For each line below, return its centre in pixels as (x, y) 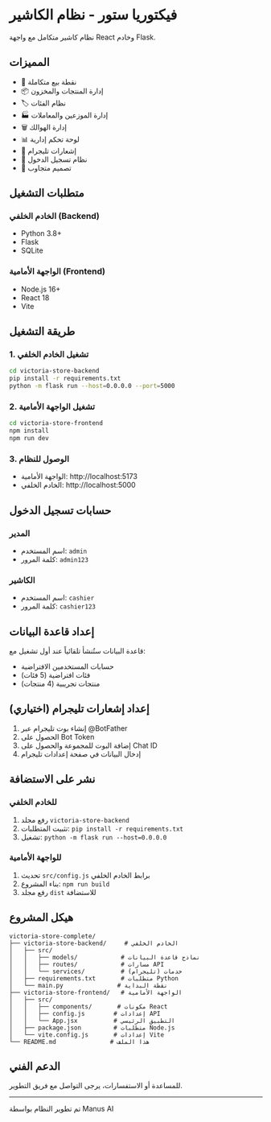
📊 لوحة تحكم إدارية (50, 139)
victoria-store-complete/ (52, 936)
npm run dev (29, 439)
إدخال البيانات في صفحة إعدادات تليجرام (81, 753)
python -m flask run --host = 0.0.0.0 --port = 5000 (92, 386)
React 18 (35, 297)
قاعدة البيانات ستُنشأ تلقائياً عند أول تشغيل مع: (77, 651)
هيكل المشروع (41, 918)
